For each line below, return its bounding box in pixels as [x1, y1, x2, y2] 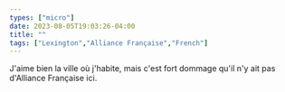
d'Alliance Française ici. [9, 73, 98, 84]
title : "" [9, 30, 47, 39]
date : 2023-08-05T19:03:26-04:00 [9, 22, 136, 31]
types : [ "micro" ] [9, 13, 75, 23]
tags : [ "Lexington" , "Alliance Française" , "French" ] [9, 38, 208, 48]
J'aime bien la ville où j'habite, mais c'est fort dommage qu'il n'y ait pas [9, 63, 276, 74]
